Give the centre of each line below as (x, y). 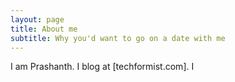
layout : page (37, 19)
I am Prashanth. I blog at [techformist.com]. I (102, 67)
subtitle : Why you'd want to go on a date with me (118, 38)
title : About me (44, 29)
